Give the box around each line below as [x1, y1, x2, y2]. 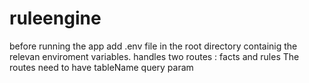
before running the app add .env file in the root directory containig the [9, 40, 298, 52]
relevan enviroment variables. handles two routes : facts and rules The [9, 50, 300, 62]
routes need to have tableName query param [9, 61, 194, 73]
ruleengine [9, 7, 102, 30]
